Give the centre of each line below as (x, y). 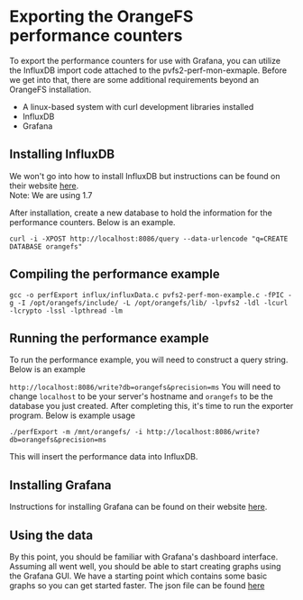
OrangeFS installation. (50, 89)
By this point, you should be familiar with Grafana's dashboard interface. (144, 557)
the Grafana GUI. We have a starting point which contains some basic (138, 576)
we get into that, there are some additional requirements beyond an (134, 79)
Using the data (51, 535)
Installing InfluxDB (62, 155)
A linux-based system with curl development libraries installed (138, 106)
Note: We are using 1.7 (51, 195)
